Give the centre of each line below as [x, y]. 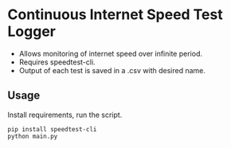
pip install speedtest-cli [52, 129]
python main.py [33, 136]
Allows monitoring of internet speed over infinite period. [110, 53]
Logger [32, 31]
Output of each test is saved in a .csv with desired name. [112, 70]
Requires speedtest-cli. [57, 62]
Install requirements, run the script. [65, 115]
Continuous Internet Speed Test [115, 15]
